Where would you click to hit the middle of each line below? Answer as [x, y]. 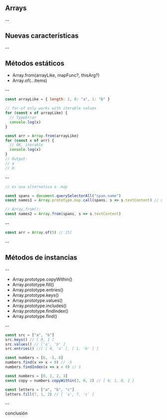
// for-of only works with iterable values [51, 108]
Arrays [16, 8]
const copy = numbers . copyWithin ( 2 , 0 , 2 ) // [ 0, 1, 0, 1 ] [70, 380]
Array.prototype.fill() [33, 284]
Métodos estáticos [35, 63]
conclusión [16, 413]
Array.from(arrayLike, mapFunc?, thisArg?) [56, 75]
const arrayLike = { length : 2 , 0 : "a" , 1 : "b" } [58, 99]
